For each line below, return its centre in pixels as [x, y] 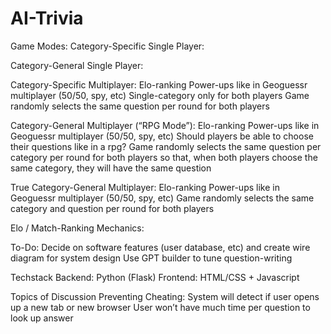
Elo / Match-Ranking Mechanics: [77, 228]
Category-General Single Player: [77, 65]
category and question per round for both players [112, 208]
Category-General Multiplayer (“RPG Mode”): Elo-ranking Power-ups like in [165, 125]
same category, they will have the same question [111, 168]
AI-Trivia [47, 18]
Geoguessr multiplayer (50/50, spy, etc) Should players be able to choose [162, 136]
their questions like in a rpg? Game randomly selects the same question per [166, 146]
